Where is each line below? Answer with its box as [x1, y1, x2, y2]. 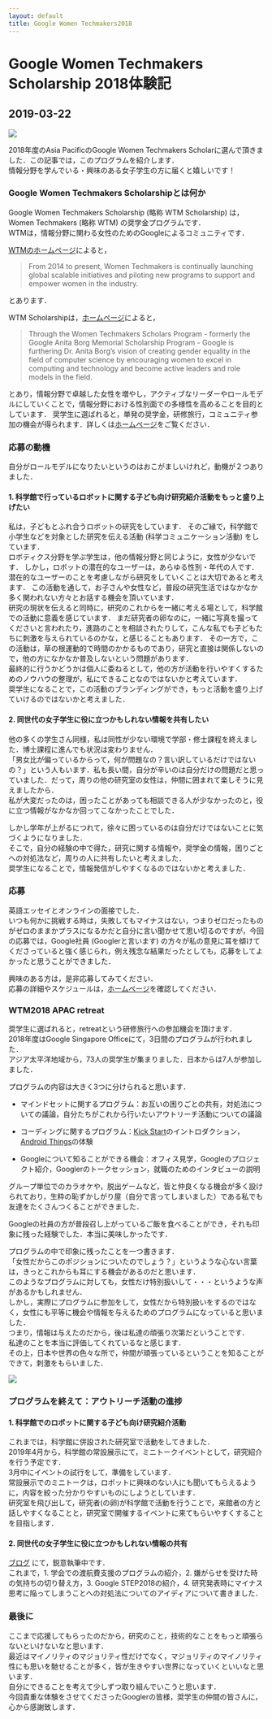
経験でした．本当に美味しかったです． [43, 1229, 172, 1239]
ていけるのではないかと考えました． [8, 694, 130, 704]
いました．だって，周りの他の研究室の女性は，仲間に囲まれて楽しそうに [15, 775, 257, 784]
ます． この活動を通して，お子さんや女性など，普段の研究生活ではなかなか [8, 583, 258, 593]
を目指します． [8, 1518, 58, 1528]
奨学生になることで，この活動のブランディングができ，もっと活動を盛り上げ [8, 684, 264, 694]
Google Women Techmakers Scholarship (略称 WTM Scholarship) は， [8, 207, 244, 217]
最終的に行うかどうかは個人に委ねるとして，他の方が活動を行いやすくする [8, 664, 257, 674]
